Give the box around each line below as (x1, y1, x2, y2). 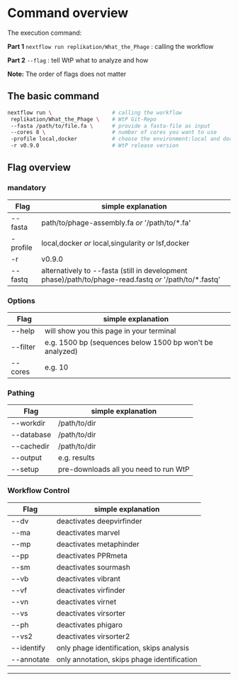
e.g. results (57, 453, 96, 463)
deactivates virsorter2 (56, 631, 130, 641)
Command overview (7, 5, 129, 21)
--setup (11, 465, 40, 475)
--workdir (11, 419, 46, 428)
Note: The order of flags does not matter (7, 70, 127, 78)
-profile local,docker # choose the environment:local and (10, 135, 220, 143)
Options (7, 296, 35, 306)
